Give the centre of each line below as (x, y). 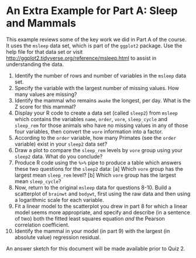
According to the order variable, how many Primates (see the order (95, 137)
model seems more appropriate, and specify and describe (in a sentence (102, 212)
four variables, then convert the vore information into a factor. (89, 131)
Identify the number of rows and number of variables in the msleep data (100, 75)
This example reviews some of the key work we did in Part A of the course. (96, 39)
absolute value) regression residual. (58, 237)
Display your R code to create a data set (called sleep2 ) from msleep (96, 113)
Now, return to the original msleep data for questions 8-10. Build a (93, 187)
